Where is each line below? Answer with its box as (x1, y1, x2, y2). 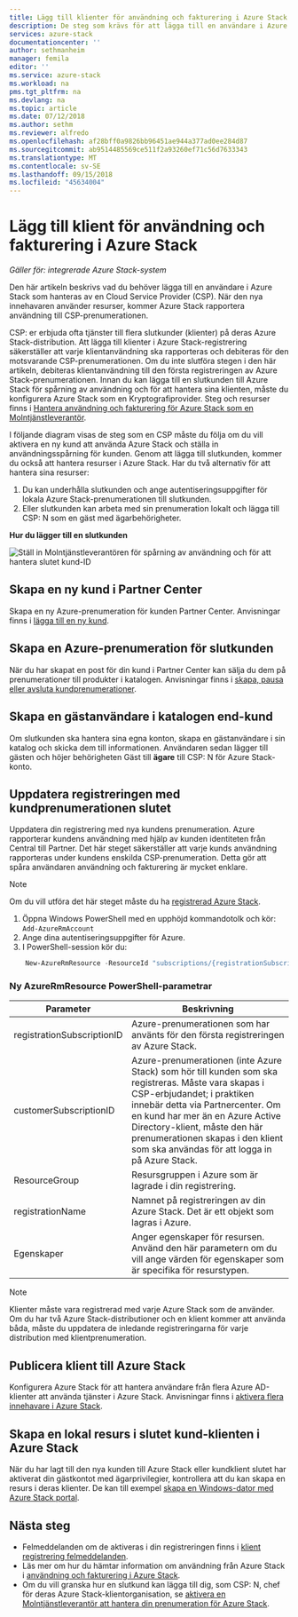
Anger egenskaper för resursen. (131, 1231, 265, 1243)
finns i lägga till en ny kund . (9, 614, 109, 626)
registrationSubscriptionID (13, 1029, 123, 1042)
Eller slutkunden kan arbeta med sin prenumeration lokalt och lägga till (21, 503, 279, 514)
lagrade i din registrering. (131, 1180, 237, 1193)
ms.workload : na (9, 79, 69, 88)
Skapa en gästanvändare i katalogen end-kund (9, 709, 273, 725)
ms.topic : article (9, 104, 77, 113)
